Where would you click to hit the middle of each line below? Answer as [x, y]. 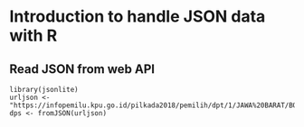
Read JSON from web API [82, 69]
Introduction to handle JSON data [138, 17]
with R [33, 36]
